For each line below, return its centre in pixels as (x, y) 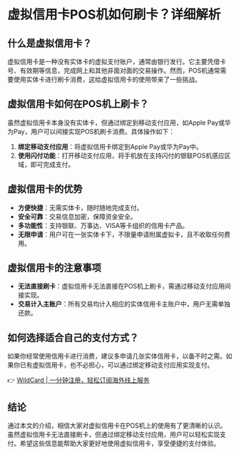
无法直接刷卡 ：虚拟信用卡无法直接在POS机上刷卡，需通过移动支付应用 (121, 287)
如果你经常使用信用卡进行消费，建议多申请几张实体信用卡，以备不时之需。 (117, 356)
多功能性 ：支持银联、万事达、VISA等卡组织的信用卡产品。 (103, 225)
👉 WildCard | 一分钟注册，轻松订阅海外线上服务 (78, 380)
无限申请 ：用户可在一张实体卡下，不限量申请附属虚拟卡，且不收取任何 (121, 234)
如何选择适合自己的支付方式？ (73, 337)
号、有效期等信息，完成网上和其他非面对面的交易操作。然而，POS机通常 (114, 71)
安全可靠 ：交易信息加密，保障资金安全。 (77, 216)
